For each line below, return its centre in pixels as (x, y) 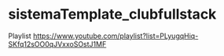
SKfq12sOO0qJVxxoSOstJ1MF (57, 44)
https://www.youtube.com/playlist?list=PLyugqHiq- (116, 36)
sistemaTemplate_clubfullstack (112, 14)
